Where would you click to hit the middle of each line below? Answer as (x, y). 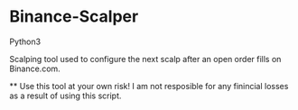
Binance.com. (35, 69)
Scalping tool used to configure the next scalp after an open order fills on (145, 59)
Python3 (25, 41)
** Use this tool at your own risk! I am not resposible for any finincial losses (149, 86)
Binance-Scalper (74, 17)
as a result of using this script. (65, 96)
